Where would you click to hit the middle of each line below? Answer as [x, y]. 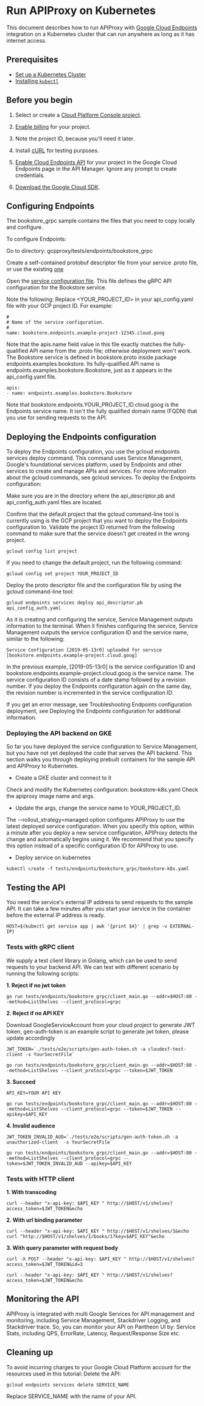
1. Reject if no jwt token [36, 985]
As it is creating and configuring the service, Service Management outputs [100, 620]
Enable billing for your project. [53, 126]
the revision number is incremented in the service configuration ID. [90, 693]
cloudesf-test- [167, 1049]
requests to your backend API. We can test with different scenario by [93, 967]
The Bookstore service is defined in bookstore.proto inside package [91, 357]
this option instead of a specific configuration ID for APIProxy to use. [92, 846]
